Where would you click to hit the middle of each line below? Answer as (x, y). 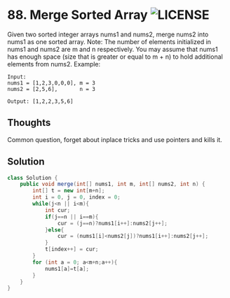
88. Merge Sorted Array (78, 15)
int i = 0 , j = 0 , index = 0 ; (76, 197)
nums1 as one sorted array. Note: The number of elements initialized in (109, 41)
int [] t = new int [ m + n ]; (69, 191)
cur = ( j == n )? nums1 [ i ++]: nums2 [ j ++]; (113, 223)
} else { (54, 230)
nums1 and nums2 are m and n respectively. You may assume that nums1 (113, 49)
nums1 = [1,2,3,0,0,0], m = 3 (52, 83)
